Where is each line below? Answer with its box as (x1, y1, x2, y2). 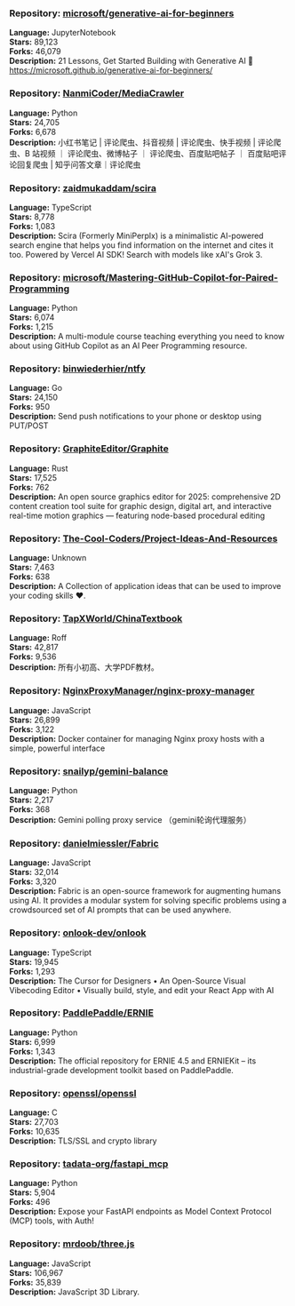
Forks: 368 (9, 803, 51, 815)
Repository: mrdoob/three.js (9, 1238, 135, 1250)
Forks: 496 (9, 1197, 51, 1207)
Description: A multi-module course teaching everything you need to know (9, 331, 285, 342)
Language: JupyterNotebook (9, 28, 116, 38)
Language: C (9, 1107, 58, 1118)
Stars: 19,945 (9, 956, 60, 967)
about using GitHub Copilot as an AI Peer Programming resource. (9, 340, 248, 351)
